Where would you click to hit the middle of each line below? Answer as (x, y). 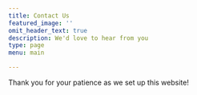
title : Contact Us (39, 16)
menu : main (26, 53)
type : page (26, 46)
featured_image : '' (41, 23)
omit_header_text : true (48, 30)
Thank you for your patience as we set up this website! (99, 82)
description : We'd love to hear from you (78, 38)
